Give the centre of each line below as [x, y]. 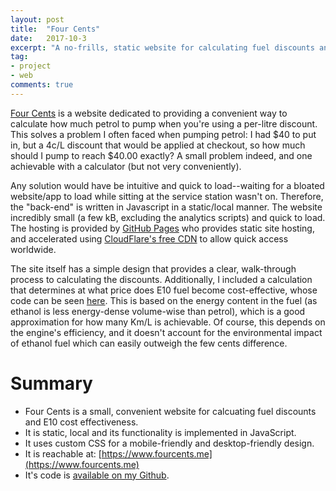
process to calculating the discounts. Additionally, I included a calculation [161, 279]
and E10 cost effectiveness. [81, 422]
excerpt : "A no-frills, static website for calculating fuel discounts [162, 47]
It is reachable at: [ [63, 453]
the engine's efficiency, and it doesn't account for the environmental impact [166, 332]
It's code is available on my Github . [97, 475]
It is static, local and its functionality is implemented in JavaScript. [160, 432]
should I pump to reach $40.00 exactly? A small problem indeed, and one [161, 155]
